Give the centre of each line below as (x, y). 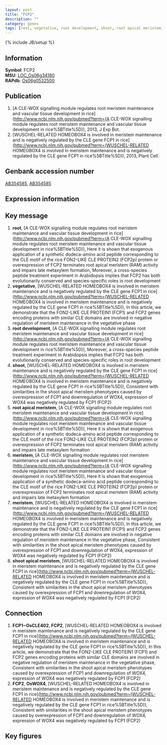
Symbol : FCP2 (20, 70)
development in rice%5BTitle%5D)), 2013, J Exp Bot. (66, 129)
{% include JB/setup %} (30, 42)
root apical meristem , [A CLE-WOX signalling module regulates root (82, 407)
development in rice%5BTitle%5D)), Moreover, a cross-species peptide (85, 349)
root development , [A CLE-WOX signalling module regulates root (79, 328)
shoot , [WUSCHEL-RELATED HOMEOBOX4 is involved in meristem (81, 365)
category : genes (22, 24)
